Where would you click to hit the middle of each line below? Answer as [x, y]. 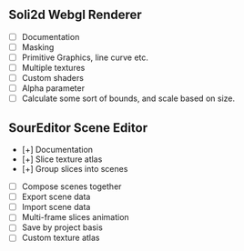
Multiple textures [53, 68]
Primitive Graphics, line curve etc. [85, 57]
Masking [38, 47]
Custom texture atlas [61, 238]
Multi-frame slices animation [75, 217]
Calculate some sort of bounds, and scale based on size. [128, 98]
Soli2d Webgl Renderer [75, 15]
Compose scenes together [71, 186]
